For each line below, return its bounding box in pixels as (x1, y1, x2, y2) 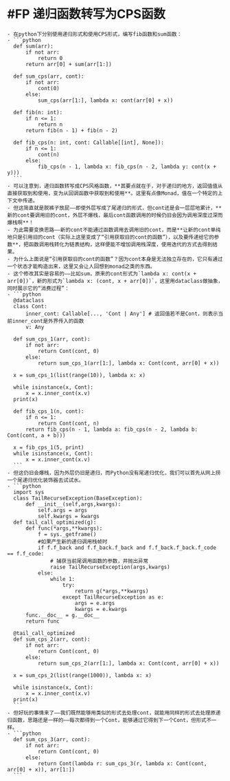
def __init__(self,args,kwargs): (25, 500, 122, 508)
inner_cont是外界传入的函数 (12, 317, 84, 324)
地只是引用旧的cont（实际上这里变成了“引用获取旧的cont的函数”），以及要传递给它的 (7, 233, 214, 241)
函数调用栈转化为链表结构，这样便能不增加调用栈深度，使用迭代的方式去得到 (28, 241, 213, 248)
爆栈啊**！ (7, 219, 34, 226)
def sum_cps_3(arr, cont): (13, 736, 91, 743)
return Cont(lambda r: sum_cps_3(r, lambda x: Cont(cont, (37, 760, 207, 767)
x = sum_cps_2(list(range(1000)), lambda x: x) (13, 672, 152, 678)
